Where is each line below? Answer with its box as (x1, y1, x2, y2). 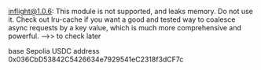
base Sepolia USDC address (8, 47, 100, 55)
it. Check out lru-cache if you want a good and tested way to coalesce (8, 15, 236, 24)
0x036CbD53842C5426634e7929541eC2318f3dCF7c (8, 54, 184, 64)
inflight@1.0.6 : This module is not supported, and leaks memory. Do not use (8, 7, 254, 16)
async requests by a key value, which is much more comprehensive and (8, 23, 242, 32)
